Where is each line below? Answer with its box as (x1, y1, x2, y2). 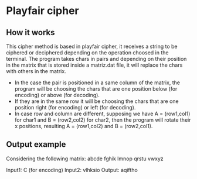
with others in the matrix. (6, 68, 66, 74)
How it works (6, 27, 55, 37)
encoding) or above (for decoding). (14, 92, 100, 98)
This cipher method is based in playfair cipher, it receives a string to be (6, 43, 178, 50)
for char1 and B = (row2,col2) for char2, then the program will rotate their (14, 116, 191, 123)
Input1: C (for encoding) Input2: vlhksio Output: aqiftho (6, 166, 138, 173)
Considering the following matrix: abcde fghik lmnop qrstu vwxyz (6, 155, 164, 162)
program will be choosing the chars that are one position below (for (14, 85, 178, 92)
